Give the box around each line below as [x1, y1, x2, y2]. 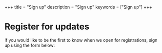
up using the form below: [4, 42, 55, 48]
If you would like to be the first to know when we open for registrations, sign [4, 37, 158, 43]
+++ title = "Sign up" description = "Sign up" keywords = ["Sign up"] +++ [4, 4, 152, 10]
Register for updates [4, 21, 90, 32]
